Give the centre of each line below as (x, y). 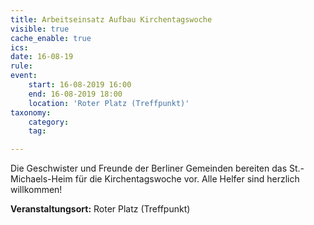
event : (24, 76)
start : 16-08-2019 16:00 (80, 85)
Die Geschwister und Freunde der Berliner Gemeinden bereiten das (149, 168)
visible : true (40, 29)
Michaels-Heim (41, 179)
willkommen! (36, 190)
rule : (21, 66)
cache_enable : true (51, 38)
